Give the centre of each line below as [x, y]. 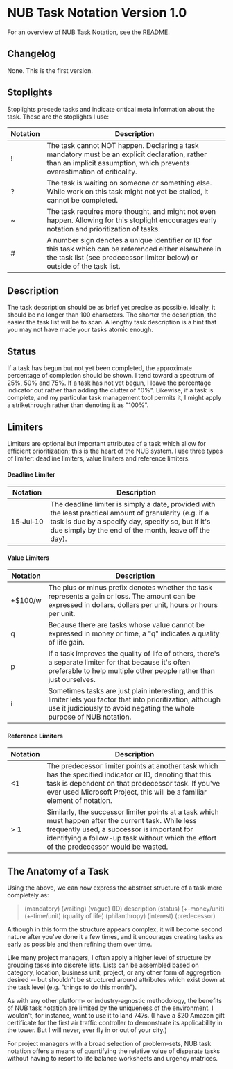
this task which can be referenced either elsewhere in [134, 249]
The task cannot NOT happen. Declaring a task [123, 145]
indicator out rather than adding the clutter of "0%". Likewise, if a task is [110, 390]
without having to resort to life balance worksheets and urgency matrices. [113, 1059]
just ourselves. [72, 680]
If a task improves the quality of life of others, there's [134, 654]
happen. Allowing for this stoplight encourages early [132, 220]
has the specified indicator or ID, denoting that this [129, 774]
